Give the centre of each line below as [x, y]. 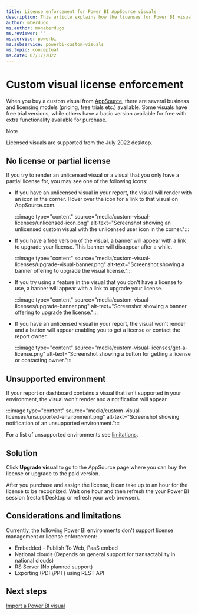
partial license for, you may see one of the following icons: [77, 181]
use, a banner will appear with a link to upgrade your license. [89, 289]
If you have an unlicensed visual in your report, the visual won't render [100, 324]
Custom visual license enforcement [95, 85]
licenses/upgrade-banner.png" [52, 306]
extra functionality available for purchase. [57, 120]
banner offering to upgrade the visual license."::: [73, 271]
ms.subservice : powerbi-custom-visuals [55, 45]
